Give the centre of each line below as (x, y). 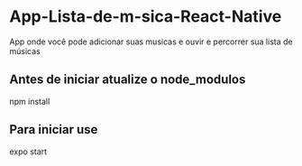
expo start (28, 152)
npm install (30, 101)
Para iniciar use (54, 129)
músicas (25, 51)
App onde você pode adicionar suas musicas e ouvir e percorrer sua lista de (151, 41)
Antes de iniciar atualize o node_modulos (128, 80)
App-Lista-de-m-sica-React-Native (146, 17)
